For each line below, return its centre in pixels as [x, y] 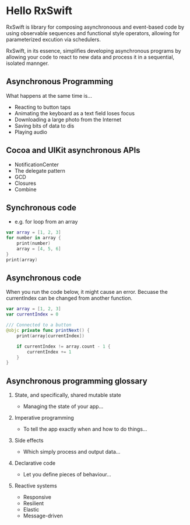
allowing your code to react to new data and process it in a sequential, [90, 57]
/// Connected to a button [39, 325]
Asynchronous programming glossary [77, 381]
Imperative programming [44, 418]
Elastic [31, 510]
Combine [25, 189]
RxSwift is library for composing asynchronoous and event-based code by [95, 27]
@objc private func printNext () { [48, 331]
